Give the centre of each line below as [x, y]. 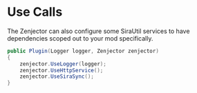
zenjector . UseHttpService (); [62, 70]
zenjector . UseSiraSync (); [57, 76]
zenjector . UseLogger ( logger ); [63, 64]
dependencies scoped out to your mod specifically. [80, 38]
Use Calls [35, 12]
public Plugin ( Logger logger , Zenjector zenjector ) [83, 51]
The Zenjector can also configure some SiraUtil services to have [98, 31]
